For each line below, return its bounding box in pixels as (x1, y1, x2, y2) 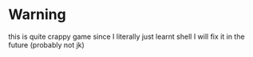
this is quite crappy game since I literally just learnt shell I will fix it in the (8, 32, 245, 41)
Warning (8, 6, 66, 24)
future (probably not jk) (8, 40, 85, 49)
